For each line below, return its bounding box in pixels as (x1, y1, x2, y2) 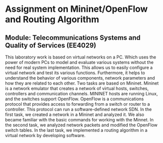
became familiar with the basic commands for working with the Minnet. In (5, 117, 154, 122)
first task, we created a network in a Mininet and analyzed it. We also (5, 112, 145, 117)
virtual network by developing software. (5, 133, 86, 138)
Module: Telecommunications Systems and (5, 33, 141, 42)
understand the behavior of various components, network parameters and (5, 75, 155, 81)
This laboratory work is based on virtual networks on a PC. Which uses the (5, 54, 156, 60)
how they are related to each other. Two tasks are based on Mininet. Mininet (5, 80, 159, 86)
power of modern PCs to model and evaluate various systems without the (5, 59, 154, 65)
